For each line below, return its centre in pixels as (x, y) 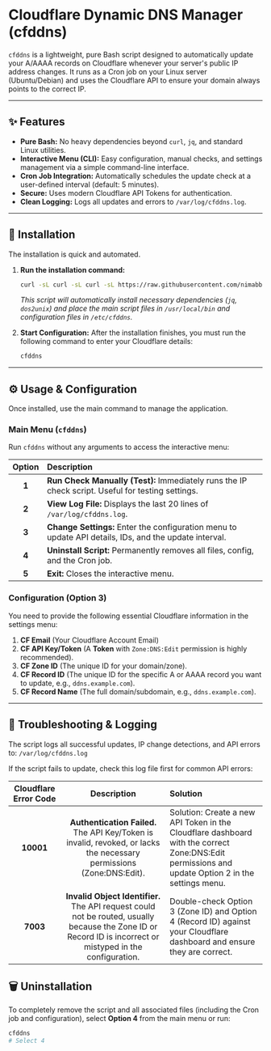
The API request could (113, 906)
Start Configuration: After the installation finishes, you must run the (133, 333)
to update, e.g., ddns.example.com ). (77, 683)
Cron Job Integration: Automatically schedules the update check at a (135, 176)
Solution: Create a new (212, 812)
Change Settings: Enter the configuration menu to (142, 528)
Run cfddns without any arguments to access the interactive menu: (119, 447)
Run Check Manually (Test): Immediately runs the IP (147, 481)
